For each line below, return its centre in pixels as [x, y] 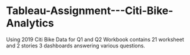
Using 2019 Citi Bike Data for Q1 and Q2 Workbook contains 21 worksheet [95, 39]
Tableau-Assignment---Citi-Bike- [90, 11]
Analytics [30, 23]
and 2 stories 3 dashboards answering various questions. [76, 46]
